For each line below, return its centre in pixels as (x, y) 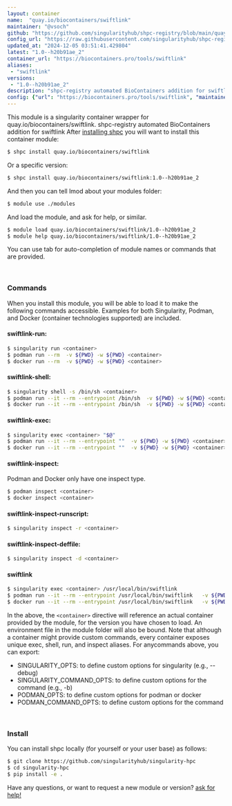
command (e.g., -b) (45, 687)
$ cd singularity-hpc (38, 768)
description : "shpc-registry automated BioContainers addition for (106, 91)
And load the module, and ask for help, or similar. (77, 217)
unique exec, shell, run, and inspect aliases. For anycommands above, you (113, 645)
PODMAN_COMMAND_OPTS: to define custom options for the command (120, 702)
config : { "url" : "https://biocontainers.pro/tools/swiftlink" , (100, 98)
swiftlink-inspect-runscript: (48, 514)
